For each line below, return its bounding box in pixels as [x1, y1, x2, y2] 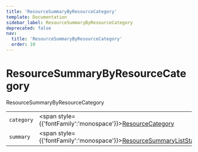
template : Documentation [6, 14, 67, 20]
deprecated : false [6, 25, 51, 31]
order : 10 [11, 42, 35, 48]
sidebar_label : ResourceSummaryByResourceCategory [6, 19, 133, 25]
